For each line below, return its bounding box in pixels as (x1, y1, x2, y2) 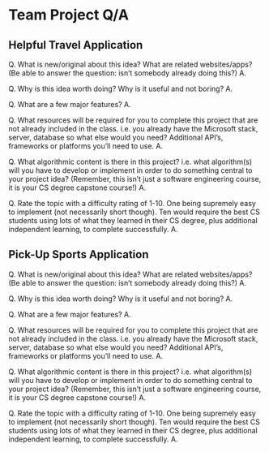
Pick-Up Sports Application (8, 248, 149, 261)
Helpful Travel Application (8, 38, 143, 52)
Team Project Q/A (8, 6, 130, 24)
